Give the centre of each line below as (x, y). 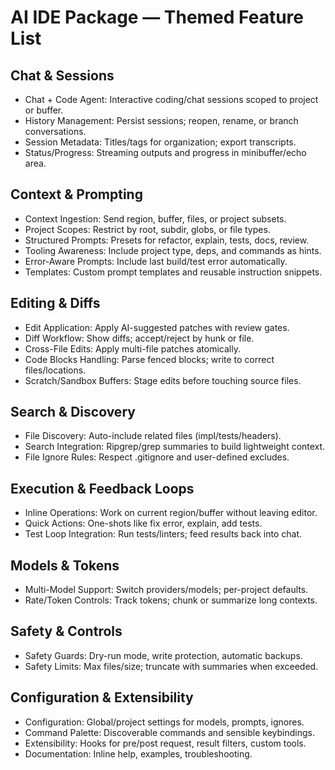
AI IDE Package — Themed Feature (157, 17)
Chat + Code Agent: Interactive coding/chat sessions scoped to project (171, 99)
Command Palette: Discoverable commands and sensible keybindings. (169, 732)
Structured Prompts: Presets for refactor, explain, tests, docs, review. (167, 240)
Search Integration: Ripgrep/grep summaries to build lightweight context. (175, 447)
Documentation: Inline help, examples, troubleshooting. (138, 753)
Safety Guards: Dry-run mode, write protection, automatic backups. (163, 655)
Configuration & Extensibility (102, 697)
